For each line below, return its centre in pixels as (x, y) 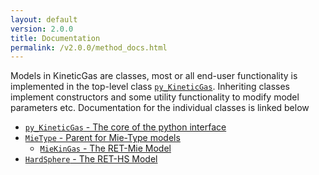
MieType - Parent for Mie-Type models (102, 138)
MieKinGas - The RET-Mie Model (105, 148)
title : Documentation (55, 38)
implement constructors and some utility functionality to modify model (155, 97)
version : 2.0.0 (42, 29)
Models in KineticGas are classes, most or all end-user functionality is (154, 76)
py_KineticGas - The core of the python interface (125, 127)
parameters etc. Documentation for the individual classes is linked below (160, 108)
